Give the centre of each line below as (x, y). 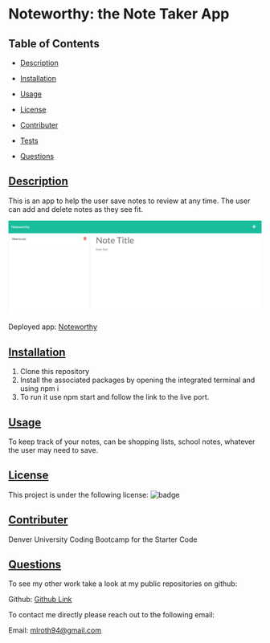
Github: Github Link (40, 600)
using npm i (39, 389)
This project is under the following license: (78, 494)
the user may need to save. (53, 450)
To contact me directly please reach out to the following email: (112, 615)
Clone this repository (55, 372)
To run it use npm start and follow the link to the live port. (115, 397)
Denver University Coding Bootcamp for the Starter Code (103, 539)
